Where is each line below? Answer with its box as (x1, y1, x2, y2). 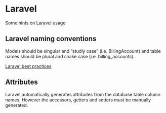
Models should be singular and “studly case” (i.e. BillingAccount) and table (5, 48, 161, 54)
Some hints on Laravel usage (5, 20, 66, 26)
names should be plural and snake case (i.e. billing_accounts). (5, 53, 135, 59)
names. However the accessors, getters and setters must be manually (5, 97, 151, 103)
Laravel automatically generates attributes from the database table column (5, 91, 161, 97)
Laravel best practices (5, 63, 52, 69)
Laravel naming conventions (5, 34, 97, 43)
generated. (5, 102, 28, 108)
